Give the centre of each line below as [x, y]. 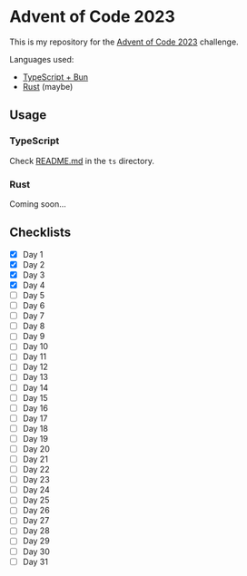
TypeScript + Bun [55, 77]
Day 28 [36, 531]
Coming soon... [38, 204]
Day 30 [36, 552]
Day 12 [35, 367]
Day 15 [35, 397]
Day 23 [36, 480]
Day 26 [36, 511]
